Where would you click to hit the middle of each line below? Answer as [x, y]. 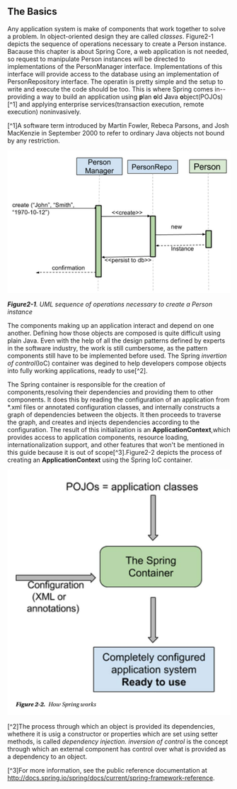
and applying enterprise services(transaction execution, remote [111, 104]
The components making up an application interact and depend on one [111, 325]
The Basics [33, 12]
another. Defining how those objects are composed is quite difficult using [114, 333]
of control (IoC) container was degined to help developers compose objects [117, 363]
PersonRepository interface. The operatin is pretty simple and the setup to [115, 82]
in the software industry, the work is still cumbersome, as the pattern [108, 348]
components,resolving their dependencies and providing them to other [110, 392]
